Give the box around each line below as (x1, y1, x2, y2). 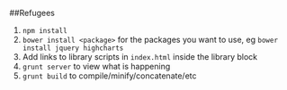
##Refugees (9, 8, 56, 18)
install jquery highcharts (22, 44, 124, 53)
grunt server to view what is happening (22, 61, 171, 71)
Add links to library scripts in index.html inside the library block (22, 52, 258, 61)
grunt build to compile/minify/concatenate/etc (22, 70, 197, 81)
